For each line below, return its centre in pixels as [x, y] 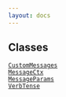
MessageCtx [26, 73]
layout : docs [29, 15]
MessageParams [31, 80]
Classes [28, 48]
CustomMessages [33, 65]
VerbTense [24, 86]
